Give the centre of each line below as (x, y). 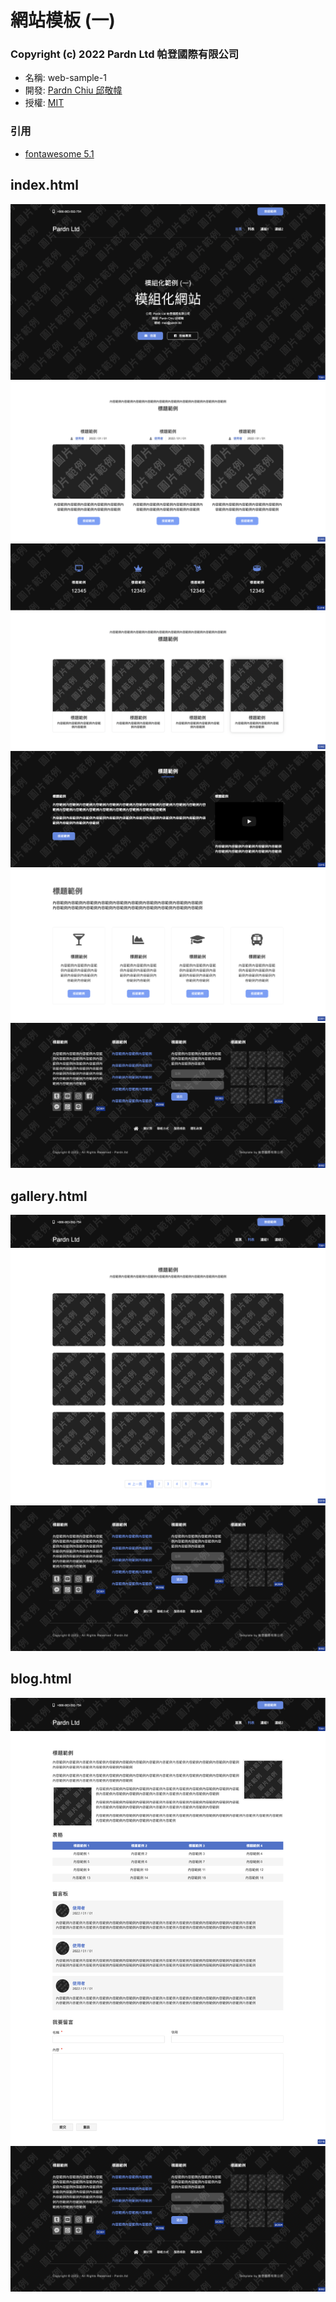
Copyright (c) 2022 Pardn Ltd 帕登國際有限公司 (125, 54)
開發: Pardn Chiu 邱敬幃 (73, 90)
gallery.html (49, 1196)
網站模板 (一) (63, 20)
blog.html (41, 1679)
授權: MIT (44, 103)
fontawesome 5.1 (59, 153)
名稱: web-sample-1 (65, 78)
